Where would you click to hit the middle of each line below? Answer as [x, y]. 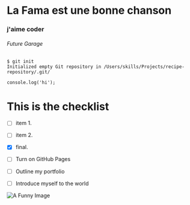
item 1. [23, 123]
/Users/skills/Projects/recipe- [144, 67]
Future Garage [25, 43]
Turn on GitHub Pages [43, 159]
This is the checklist [58, 106]
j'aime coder [26, 29]
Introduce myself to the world [52, 183]
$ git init [20, 62]
